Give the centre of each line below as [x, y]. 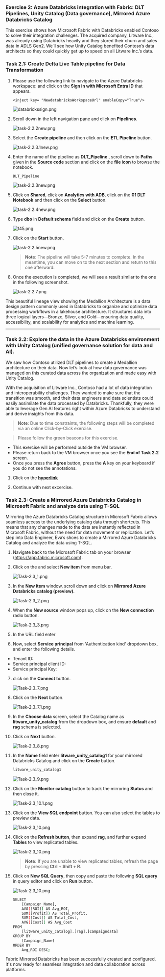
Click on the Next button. [38, 697]
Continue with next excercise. [43, 487]
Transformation [24, 70]
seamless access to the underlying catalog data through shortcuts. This [78, 522]
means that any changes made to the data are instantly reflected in [73, 527]
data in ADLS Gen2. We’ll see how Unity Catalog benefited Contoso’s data [80, 46]
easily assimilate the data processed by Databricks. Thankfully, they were [80, 403]
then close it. [26, 794]
